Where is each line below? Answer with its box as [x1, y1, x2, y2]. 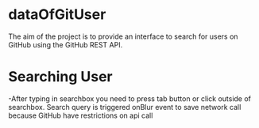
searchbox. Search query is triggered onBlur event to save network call [8, 102, 242, 111]
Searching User [8, 68, 113, 86]
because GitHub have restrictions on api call [8, 111, 153, 120]
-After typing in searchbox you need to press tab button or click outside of [8, 93, 252, 104]
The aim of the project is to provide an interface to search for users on [8, 32, 238, 41]
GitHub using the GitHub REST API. [8, 40, 123, 49]
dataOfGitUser [8, 6, 106, 24]
